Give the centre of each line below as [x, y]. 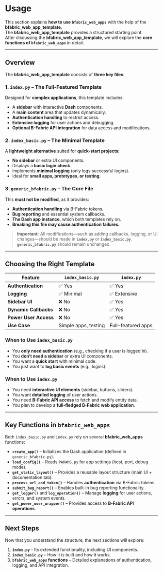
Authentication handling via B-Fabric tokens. [58, 209]
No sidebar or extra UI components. [48, 160]
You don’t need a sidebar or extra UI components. [62, 356]
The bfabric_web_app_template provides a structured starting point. [74, 32]
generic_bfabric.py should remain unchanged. [64, 244]
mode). [19, 467]
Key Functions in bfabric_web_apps [57, 425]
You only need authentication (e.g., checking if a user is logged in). [80, 351]
